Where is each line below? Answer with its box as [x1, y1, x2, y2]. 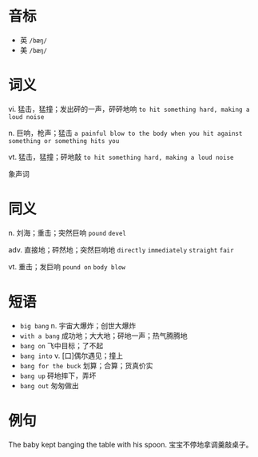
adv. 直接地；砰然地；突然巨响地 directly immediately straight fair [8, 244, 234, 254]
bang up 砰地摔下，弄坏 [19, 371, 97, 380]
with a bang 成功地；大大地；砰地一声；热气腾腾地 [19, 331, 188, 340]
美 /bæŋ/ [19, 45, 48, 54]
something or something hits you [8, 137, 120, 145]
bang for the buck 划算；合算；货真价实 [19, 360, 153, 370]
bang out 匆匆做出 [19, 380, 80, 390]
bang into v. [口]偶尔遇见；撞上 [19, 351, 124, 360]
